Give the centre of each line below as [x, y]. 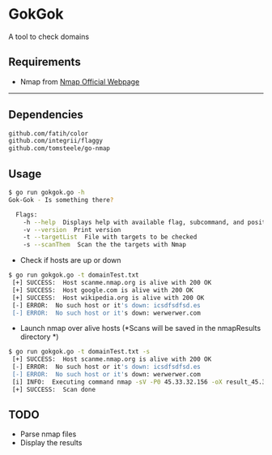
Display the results [51, 443]
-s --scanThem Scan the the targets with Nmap [104, 245]
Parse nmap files [48, 434]
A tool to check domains [49, 36]
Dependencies [46, 115]
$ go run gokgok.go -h [47, 192]
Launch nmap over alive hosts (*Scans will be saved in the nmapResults [140, 328]
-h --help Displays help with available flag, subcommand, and [134, 222]
